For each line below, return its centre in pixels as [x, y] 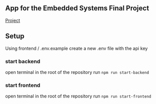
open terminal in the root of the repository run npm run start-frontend [78, 96]
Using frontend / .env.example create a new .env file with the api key [76, 48]
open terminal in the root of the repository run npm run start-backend [77, 72]
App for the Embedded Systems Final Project [77, 8]
